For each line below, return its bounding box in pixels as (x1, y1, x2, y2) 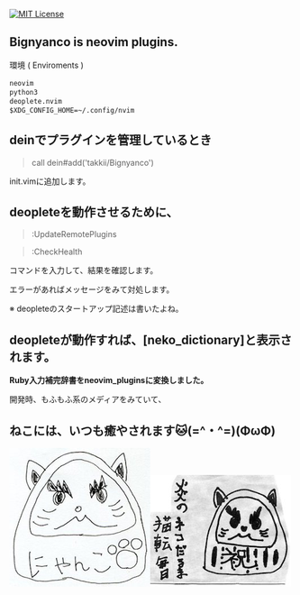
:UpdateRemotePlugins (31, 229, 117, 240)
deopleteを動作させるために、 (9, 205, 178, 220)
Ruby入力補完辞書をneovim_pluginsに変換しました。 (9, 375, 209, 386)
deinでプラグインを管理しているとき (9, 133, 212, 148)
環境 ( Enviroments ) (9, 59, 84, 70)
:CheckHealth (31, 246, 83, 257)
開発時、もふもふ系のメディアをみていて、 (9, 394, 167, 405)
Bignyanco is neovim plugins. (9, 34, 178, 50)
